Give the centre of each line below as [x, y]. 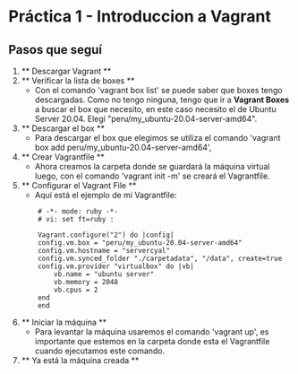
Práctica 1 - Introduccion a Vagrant [140, 17]
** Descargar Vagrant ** [66, 71]
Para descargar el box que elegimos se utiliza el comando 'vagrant [158, 138]
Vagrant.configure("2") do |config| [106, 235]
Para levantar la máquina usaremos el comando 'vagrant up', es [152, 332]
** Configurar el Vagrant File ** [79, 185]
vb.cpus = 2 [76, 290]
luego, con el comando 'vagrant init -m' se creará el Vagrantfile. [152, 176]
